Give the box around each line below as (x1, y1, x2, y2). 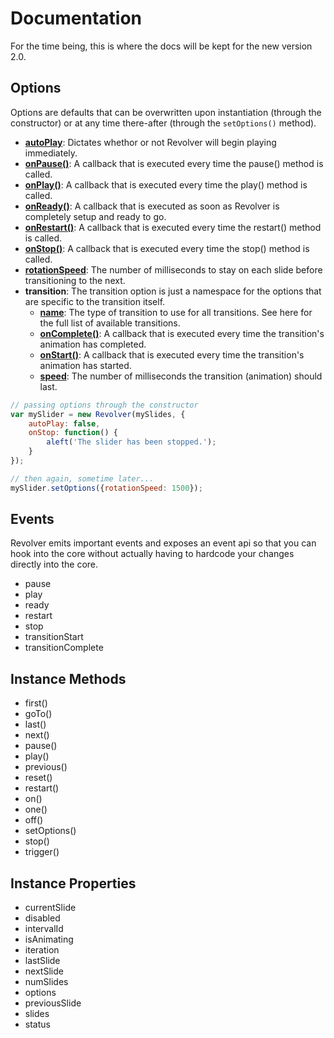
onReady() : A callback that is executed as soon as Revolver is (24, 200, 280, 212)
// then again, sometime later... (10, 473, 155, 484)
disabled (24, 912, 61, 924)
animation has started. (39, 359, 132, 371)
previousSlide (24, 997, 82, 1009)
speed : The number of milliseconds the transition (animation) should (39, 370, 323, 382)
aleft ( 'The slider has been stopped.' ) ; (46, 437, 217, 447)
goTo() (24, 708, 53, 720)
